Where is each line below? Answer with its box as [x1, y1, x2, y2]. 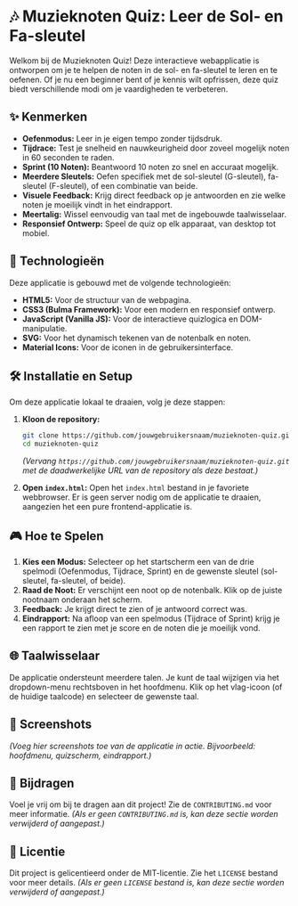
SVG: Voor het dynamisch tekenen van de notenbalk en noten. [21, 332, 252, 343]
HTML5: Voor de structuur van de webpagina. [21, 294, 191, 305]
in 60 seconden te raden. [21, 151, 115, 162]
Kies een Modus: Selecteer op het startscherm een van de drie [21, 556, 255, 567]
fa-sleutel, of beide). [50, 575, 126, 585]
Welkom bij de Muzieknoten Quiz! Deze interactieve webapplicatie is [9, 55, 260, 66]
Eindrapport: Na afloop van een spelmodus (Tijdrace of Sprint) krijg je [21, 613, 280, 624]
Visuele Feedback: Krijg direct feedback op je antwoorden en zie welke [21, 190, 286, 200]
